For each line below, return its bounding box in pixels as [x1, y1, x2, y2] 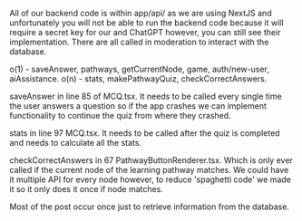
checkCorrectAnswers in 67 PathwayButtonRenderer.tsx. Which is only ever [9, 155, 293, 166]
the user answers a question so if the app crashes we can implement [9, 101, 268, 111]
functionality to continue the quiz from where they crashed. [9, 110, 231, 120]
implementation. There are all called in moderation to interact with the [9, 36, 269, 47]
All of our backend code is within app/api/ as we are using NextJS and [9, 8, 272, 18]
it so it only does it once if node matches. [9, 184, 163, 194]
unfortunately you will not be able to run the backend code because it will [9, 17, 284, 28]
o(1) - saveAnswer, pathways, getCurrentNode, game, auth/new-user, [9, 63, 270, 74]
